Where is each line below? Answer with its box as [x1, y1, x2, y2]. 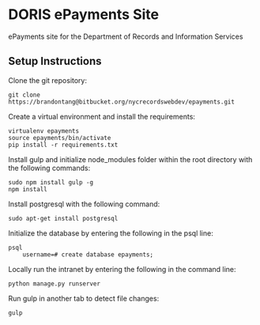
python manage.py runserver [8, 279, 101, 288]
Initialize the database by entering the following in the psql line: [8, 228, 213, 238]
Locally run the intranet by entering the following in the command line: [8, 264, 236, 274]
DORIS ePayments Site [8, 6, 160, 24]
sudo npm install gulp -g [8, 178, 93, 187]
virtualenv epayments [8, 127, 80, 135]
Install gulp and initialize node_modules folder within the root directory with [8, 154, 253, 164]
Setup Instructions [8, 55, 102, 68]
